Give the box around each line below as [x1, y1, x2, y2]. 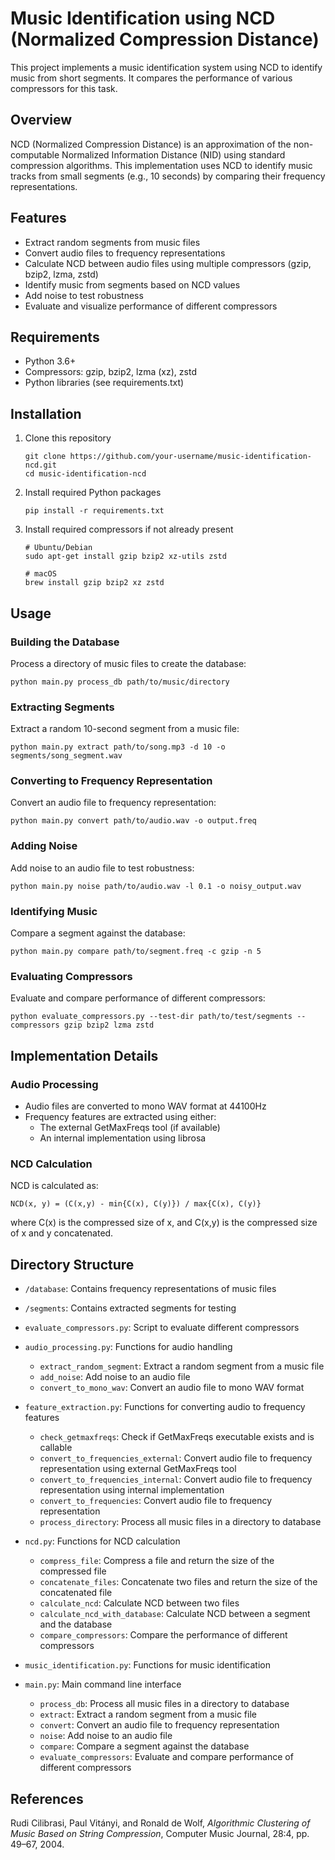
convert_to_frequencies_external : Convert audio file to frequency [39, 1452, 313, 1464]
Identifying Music [10, 904, 98, 918]
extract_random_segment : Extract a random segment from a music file [39, 1360, 325, 1372]
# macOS [24, 569, 57, 579]
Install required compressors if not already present [24, 523, 234, 536]
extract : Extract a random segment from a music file [39, 1708, 257, 1721]
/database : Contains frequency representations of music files [24, 1283, 277, 1295]
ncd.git [24, 460, 57, 471]
